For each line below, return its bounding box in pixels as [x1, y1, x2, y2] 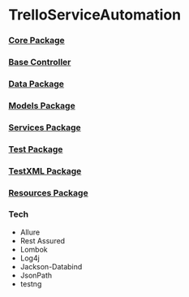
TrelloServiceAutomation [8, 6, 182, 24]
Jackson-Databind [19, 261, 83, 271]
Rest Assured [19, 235, 66, 245]
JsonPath [19, 270, 53, 280]
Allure [19, 227, 41, 237]
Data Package [8, 78, 65, 89]
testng [19, 278, 42, 289]
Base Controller [8, 57, 71, 68]
